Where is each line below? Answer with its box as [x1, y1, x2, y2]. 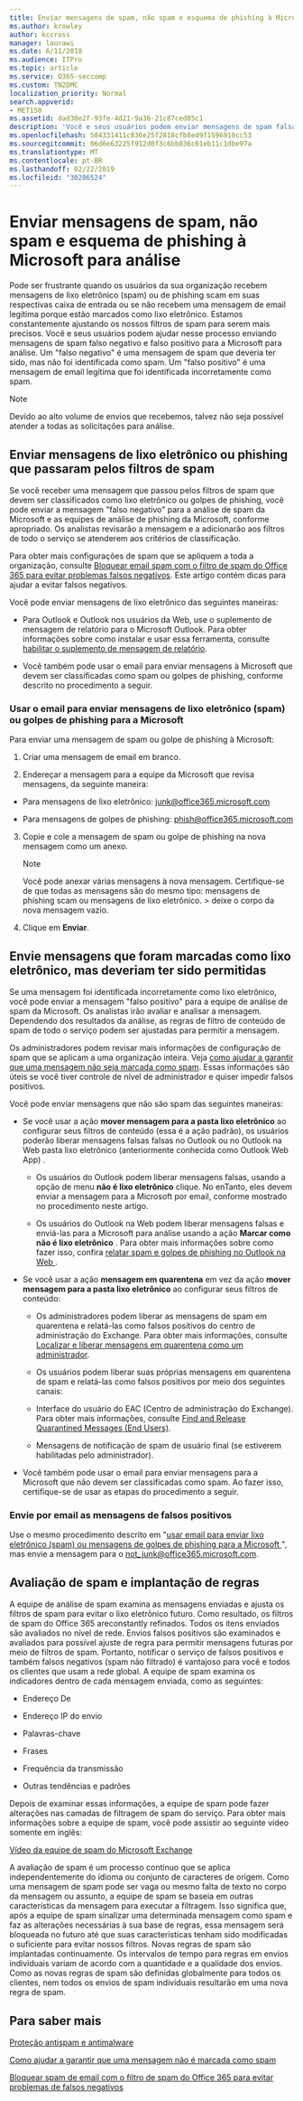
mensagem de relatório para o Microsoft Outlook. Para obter [22, 624, 247, 634]
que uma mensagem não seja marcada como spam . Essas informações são [9, 1062, 290, 1073]
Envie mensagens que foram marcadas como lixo [9, 948, 291, 963]
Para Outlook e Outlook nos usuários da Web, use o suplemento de [22, 614, 272, 624]
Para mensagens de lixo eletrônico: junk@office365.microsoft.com [22, 796, 271, 807]
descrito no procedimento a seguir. [22, 680, 153, 690]
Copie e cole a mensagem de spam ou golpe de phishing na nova [22, 831, 266, 842]
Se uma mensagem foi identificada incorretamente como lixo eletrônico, [9, 987, 277, 998]
